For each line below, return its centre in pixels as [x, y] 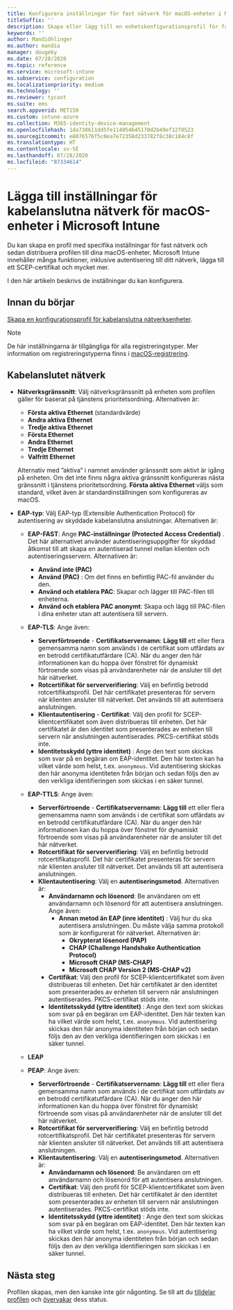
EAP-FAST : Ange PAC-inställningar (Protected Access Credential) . [126, 534]
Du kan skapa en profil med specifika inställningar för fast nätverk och [107, 245]
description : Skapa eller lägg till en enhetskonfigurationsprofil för [113, 26]
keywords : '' [26, 33]
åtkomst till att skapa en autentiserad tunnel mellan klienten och [119, 549]
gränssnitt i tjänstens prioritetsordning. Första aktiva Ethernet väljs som [120, 485]
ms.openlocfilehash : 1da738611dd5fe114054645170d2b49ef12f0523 [101, 130]
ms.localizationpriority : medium [55, 85]
